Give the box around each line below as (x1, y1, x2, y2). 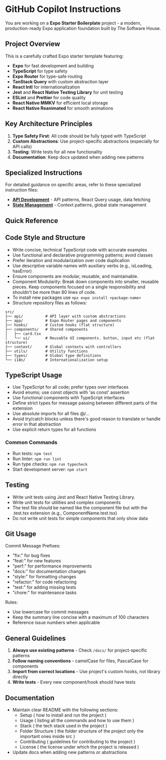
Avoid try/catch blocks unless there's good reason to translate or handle (12, 416, 161, 422)
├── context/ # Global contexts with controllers (5, 344, 122, 349)
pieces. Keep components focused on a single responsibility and (12, 283, 146, 290)
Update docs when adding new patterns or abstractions (12, 749, 127, 755)
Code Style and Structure (5, 234, 86, 242)
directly (12, 674, 28, 680)
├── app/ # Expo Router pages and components (5, 318, 122, 323)
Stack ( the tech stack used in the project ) (19, 723, 108, 729)
